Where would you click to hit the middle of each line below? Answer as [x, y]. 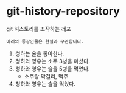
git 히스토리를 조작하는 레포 [39, 29]
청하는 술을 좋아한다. [40, 53]
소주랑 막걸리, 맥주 [46, 76]
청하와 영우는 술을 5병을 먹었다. [52, 69]
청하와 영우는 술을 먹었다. [45, 84]
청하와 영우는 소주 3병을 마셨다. [52, 61]
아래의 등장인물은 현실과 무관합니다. [45, 41]
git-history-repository [63, 11]
